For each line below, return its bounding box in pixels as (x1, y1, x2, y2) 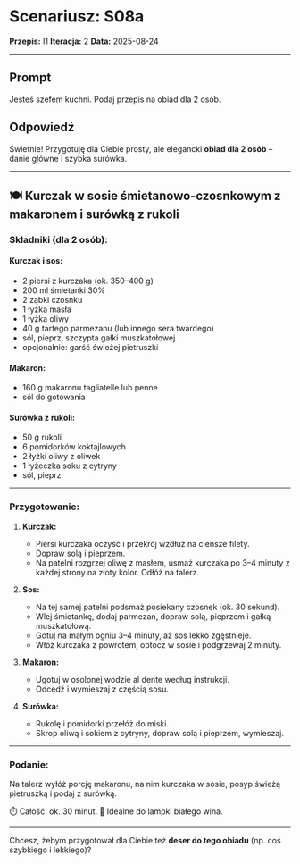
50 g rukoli (21, 432, 62, 443)
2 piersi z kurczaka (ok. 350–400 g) (21, 275, 154, 287)
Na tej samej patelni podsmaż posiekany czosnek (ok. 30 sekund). (35, 601, 280, 612)
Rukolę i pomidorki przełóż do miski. (35, 717, 170, 729)
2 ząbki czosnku (21, 295, 83, 306)
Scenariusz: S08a (9, 6, 145, 27)
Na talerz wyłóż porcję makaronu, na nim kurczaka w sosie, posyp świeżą (9, 779, 281, 790)
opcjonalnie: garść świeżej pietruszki (21, 342, 159, 353)
